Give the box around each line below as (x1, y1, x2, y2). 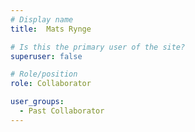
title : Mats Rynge (10, 24, 92, 34)
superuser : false (10, 51, 83, 61)
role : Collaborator (10, 79, 92, 89)
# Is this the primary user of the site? (10, 42, 186, 52)
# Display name (10, 14, 74, 25)
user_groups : (10, 97, 65, 107)
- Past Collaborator (19, 106, 105, 116)
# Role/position (10, 69, 78, 80)
